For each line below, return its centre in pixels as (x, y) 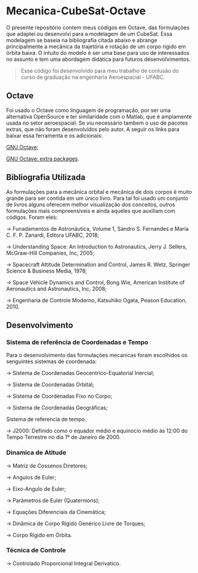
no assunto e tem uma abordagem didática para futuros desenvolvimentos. (98, 59)
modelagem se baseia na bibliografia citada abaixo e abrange (82, 40)
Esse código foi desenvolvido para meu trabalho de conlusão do (100, 70)
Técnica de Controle (36, 550)
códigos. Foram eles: (32, 217)
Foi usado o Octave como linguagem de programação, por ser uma (89, 110)
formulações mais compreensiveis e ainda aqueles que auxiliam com (91, 210)
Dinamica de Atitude (36, 453)
